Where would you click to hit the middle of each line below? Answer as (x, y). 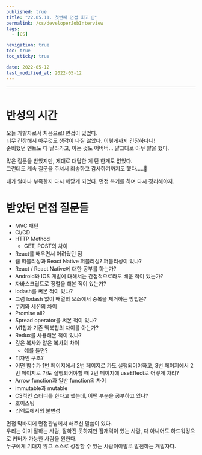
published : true (26, 12)
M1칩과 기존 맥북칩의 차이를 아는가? (57, 328)
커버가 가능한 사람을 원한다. (44, 439)
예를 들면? (36, 351)
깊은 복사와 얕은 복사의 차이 (47, 343)
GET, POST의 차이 (46, 246)
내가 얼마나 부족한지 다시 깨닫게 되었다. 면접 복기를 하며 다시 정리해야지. (90, 181)
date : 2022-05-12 (28, 67)
